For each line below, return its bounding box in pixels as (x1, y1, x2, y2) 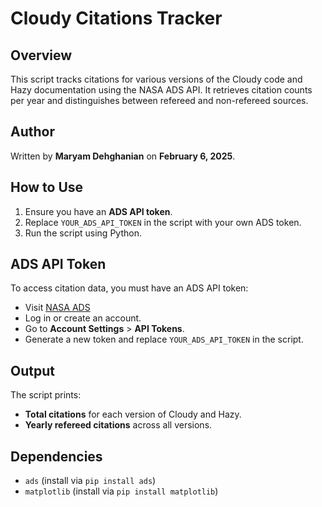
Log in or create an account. (24, 312, 142, 324)
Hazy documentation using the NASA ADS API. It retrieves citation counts (10, 84, 313, 96)
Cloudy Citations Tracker (10, 7, 223, 30)
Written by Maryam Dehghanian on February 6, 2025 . (10, 150, 236, 162)
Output (10, 362, 55, 379)
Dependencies (10, 448, 103, 465)
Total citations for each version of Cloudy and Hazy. (24, 408, 242, 421)
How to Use (10, 179, 84, 196)
